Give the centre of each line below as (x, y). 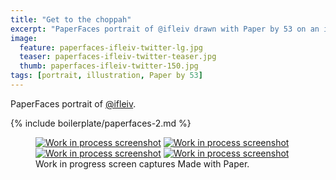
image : (24, 38)
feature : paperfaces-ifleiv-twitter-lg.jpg (111, 47)
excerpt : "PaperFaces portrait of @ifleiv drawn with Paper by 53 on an (165, 29)
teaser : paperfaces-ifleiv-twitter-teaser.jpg (118, 57)
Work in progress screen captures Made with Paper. (142, 163)
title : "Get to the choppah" (71, 19)
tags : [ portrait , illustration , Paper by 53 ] (106, 76)
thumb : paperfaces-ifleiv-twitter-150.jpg (109, 66)
